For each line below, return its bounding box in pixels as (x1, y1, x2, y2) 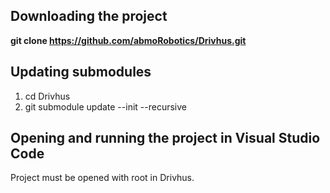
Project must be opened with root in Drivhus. (10, 172, 195, 184)
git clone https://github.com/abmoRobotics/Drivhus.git (10, 34, 247, 46)
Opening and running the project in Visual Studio (10, 130, 321, 147)
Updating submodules (10, 64, 152, 81)
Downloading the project (10, 8, 168, 25)
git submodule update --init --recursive (24, 100, 187, 113)
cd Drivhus (24, 90, 71, 102)
